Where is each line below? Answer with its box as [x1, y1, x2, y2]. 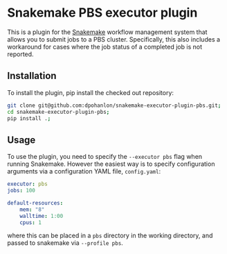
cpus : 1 [19, 219, 42, 226]
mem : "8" [19, 206, 45, 213]
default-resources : [7, 199, 64, 206]
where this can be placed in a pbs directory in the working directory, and [7, 231, 213, 240]
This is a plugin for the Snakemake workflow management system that [7, 28, 208, 36]
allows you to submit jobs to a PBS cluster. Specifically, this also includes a [7, 35, 220, 43]
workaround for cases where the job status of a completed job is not [7, 42, 203, 51]
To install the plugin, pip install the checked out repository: [7, 88, 174, 96]
